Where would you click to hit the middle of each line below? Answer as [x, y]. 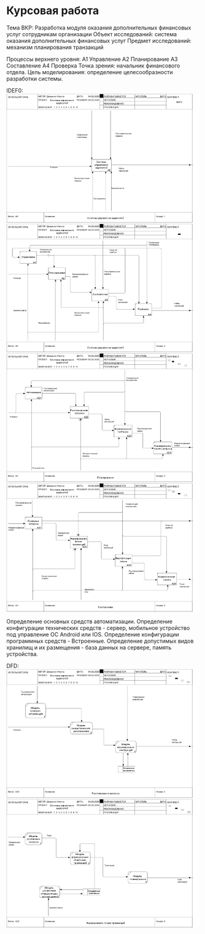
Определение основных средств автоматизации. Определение [90, 622]
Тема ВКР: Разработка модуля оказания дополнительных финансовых [99, 28]
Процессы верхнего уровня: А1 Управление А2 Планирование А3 [92, 59]
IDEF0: [15, 90]
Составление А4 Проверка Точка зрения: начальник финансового [93, 66]
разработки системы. [35, 78]
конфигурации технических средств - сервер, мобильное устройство [98, 628]
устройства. [22, 654]
